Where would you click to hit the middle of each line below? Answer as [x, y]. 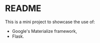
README [23, 8]
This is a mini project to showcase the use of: [50, 22]
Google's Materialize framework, [44, 31]
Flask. [18, 36]
